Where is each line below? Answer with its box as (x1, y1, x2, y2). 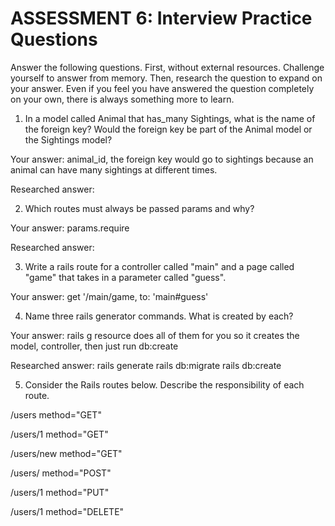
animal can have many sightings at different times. (10, 163, 218, 176)
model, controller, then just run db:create (10, 340, 179, 352)
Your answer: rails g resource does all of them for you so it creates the (10, 329, 300, 341)
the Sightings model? (24, 133, 113, 146)
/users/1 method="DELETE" (10, 505, 125, 517)
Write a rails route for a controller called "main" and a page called (24, 260, 295, 272)
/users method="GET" (10, 408, 102, 421)
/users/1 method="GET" (10, 428, 109, 440)
